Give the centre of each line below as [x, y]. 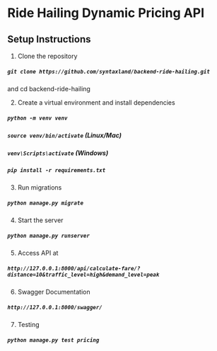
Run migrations [40, 188]
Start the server [40, 220]
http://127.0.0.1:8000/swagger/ [55, 307]
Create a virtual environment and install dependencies [96, 102]
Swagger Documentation [54, 292]
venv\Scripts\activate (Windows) [58, 153]
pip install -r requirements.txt [57, 170]
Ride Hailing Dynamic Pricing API [106, 13]
